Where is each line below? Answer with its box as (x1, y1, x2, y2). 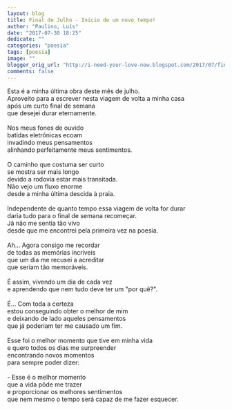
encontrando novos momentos (7, 351, 95, 359)
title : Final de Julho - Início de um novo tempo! (7, 17, 156, 23)
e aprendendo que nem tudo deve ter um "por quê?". (7, 284, 157, 293)
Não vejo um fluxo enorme (7, 182, 83, 191)
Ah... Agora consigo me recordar (7, 241, 100, 249)
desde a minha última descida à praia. (7, 189, 115, 197)
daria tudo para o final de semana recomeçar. (7, 211, 137, 219)
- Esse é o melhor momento (7, 373, 86, 381)
